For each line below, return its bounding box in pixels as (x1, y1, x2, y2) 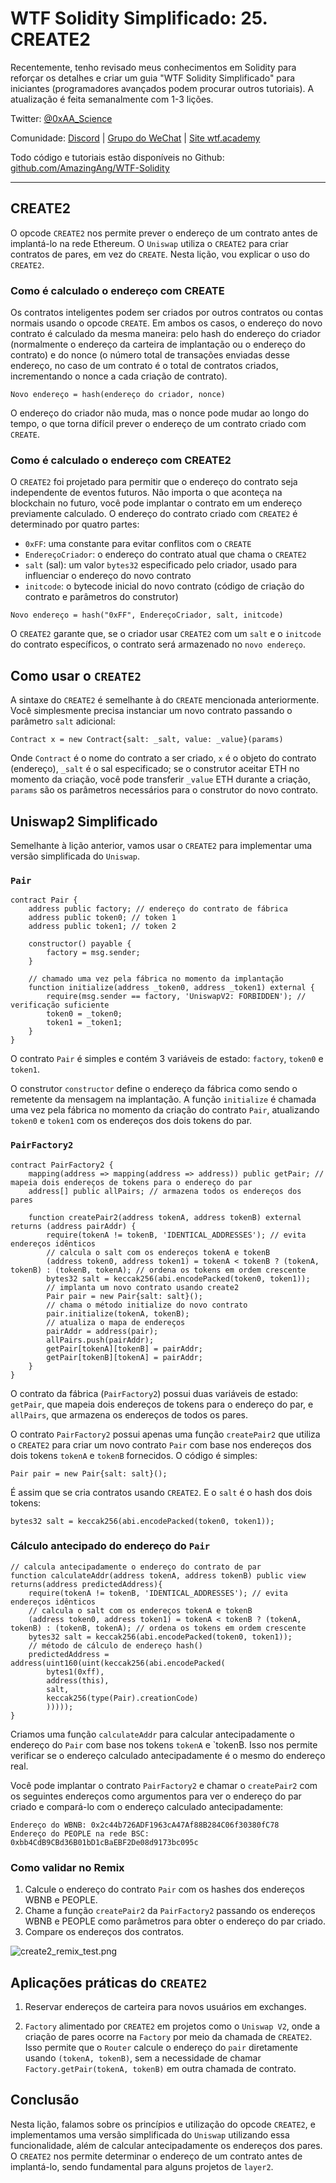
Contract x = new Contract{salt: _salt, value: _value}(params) (10, 735, 284, 745)
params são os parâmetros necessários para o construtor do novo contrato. (10, 784, 319, 796)
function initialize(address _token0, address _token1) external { (28, 983, 315, 993)
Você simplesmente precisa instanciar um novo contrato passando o (10, 705, 293, 717)
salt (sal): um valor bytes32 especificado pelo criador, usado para (24, 559, 298, 571)
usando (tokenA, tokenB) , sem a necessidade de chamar (24, 2052, 262, 2064)
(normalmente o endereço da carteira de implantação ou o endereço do (10, 338, 306, 351)
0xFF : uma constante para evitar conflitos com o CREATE (24, 538, 252, 550)
